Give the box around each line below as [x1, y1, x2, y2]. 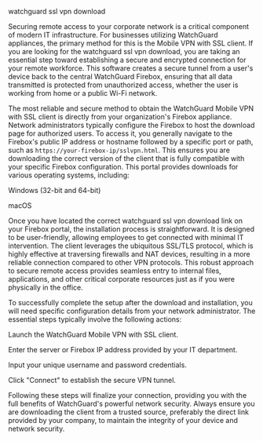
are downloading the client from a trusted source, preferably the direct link [8, 407, 250, 417]
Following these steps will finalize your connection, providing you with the [8, 391, 247, 399]
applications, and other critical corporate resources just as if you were [8, 275, 236, 283]
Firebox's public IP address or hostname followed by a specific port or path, [8, 137, 254, 146]
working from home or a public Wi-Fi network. [8, 89, 158, 97]
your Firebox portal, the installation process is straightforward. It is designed [8, 224, 255, 234]
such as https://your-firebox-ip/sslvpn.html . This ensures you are [8, 145, 230, 155]
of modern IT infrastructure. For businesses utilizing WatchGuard [8, 31, 218, 39]
